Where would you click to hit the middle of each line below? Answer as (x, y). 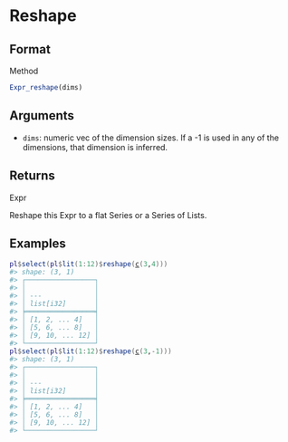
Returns (33, 176)
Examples (38, 243)
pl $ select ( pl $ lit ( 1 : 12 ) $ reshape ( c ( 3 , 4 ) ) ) (89, 264)
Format (30, 49)
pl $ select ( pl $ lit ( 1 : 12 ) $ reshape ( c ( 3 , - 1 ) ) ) (91, 351)
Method (24, 71)
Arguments (42, 115)
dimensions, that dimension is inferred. (95, 147)
